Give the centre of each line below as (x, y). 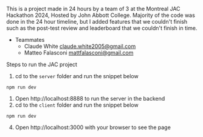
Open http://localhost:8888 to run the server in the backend (90, 99)
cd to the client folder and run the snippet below (77, 105)
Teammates (30, 40)
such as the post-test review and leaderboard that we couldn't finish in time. (102, 28)
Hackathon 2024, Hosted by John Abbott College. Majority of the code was (101, 15)
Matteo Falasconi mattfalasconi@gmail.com (79, 53)
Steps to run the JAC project (42, 64)
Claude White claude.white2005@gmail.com (80, 46)
